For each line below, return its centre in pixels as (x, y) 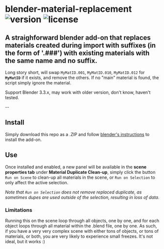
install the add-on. (23, 139)
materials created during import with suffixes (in (80, 45)
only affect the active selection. (37, 182)
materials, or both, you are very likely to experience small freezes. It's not (79, 236)
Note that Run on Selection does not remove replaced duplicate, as (73, 192)
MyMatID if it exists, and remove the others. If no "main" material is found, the (82, 78)
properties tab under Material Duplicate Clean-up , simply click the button (80, 172)
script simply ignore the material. (38, 83)
